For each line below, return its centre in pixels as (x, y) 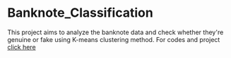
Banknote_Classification (80, 13)
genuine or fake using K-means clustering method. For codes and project (114, 39)
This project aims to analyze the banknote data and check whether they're (115, 32)
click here (22, 47)
